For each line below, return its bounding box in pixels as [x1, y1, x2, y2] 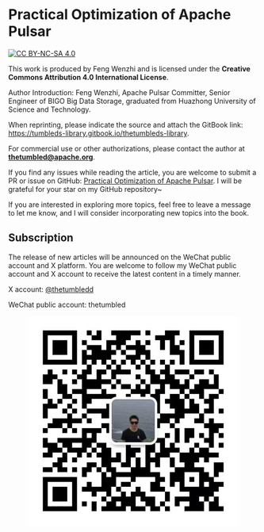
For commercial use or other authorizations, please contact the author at [8, 144, 246, 153]
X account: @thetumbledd [8, 284, 94, 294]
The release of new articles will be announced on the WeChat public [8, 252, 231, 262]
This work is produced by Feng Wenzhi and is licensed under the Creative [8, 63, 251, 73]
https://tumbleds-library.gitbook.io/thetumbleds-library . [8, 128, 189, 138]
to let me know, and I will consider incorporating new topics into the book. [8, 208, 250, 217]
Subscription [8, 232, 74, 245]
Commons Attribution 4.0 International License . [8, 72, 169, 82]
